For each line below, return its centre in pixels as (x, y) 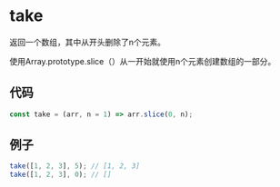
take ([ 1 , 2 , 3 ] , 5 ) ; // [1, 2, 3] (75, 166)
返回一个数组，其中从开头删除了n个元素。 (88, 42)
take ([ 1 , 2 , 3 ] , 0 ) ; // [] (60, 175)
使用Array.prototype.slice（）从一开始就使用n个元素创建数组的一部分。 (143, 61)
